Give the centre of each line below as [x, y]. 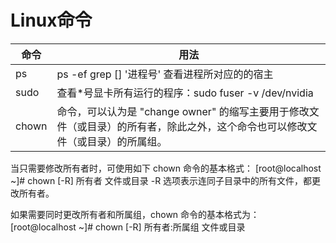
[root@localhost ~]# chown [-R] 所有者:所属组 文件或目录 [128, 227]
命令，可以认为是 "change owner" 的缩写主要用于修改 [183, 111]
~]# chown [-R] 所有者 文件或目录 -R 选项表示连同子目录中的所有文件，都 [161, 180]
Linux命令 [51, 20]
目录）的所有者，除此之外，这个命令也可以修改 [197, 126]
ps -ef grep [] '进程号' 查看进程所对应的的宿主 [165, 74]
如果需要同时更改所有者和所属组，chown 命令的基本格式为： [135, 214]
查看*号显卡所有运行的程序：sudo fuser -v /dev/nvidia [185, 93]
